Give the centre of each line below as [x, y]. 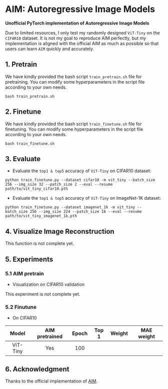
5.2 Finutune [21, 307]
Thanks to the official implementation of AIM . [51, 381]
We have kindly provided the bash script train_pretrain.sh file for [73, 77]
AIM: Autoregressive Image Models [80, 9]
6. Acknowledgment [37, 369]
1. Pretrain [21, 64]
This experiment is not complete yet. [43, 294]
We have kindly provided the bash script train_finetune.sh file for [73, 124]
